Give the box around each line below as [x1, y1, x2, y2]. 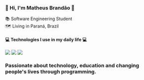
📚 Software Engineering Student [5, 16, 73, 22]
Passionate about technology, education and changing [5, 62, 140, 69]
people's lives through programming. [5, 68, 96, 75]
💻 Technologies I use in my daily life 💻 [5, 36, 87, 42]
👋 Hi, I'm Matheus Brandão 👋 [5, 4, 75, 11]
